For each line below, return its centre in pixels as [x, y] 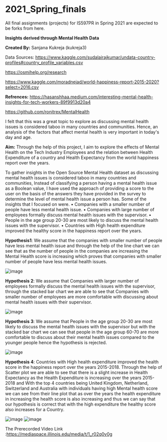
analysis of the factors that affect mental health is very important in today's [82, 132]
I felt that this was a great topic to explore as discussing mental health [77, 121]
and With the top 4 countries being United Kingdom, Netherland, [82, 383]
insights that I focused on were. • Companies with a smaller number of [78, 204]
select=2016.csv [22, 87]
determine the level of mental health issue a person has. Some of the [76, 199]
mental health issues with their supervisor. [49, 302]
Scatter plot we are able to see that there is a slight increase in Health [77, 372]
